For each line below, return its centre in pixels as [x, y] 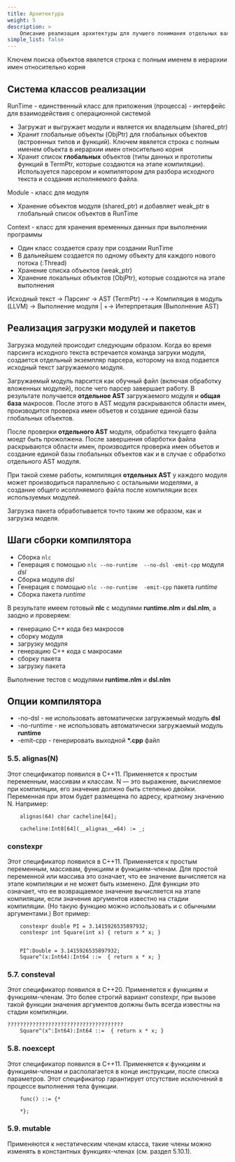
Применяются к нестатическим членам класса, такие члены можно [109, 1144]
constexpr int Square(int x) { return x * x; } [90, 932]
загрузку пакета [42, 666]
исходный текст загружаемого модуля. [66, 367]
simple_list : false [36, 40]
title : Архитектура [36, 14]
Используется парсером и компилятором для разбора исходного [116, 171]
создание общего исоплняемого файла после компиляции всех [102, 490]
